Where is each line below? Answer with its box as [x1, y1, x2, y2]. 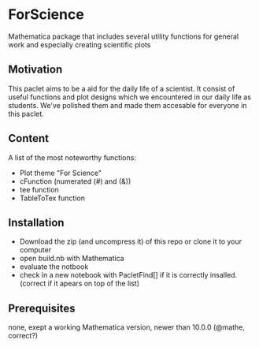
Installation [8, 215, 65, 229]
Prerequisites [8, 301, 76, 315]
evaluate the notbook [19, 262, 89, 271]
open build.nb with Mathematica [19, 254, 124, 263]
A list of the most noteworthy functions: [8, 152, 136, 162]
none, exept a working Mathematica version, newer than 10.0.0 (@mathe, [8, 323, 246, 332]
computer [19, 245, 52, 255]
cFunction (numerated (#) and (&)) [19, 176, 131, 186]
